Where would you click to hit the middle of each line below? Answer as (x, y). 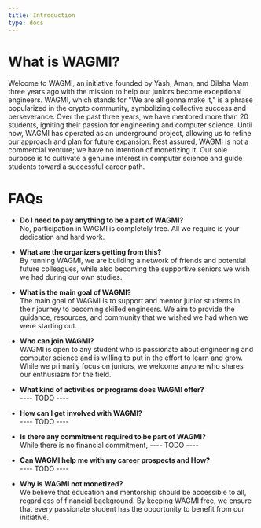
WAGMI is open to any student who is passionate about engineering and (136, 350)
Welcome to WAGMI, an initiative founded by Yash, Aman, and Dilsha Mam (129, 83)
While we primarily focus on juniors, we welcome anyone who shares (131, 366)
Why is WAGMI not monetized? (71, 484)
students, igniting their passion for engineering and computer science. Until (130, 125)
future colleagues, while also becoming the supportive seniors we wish (134, 269)
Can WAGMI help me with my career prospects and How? (115, 460)
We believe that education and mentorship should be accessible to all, (133, 493)
